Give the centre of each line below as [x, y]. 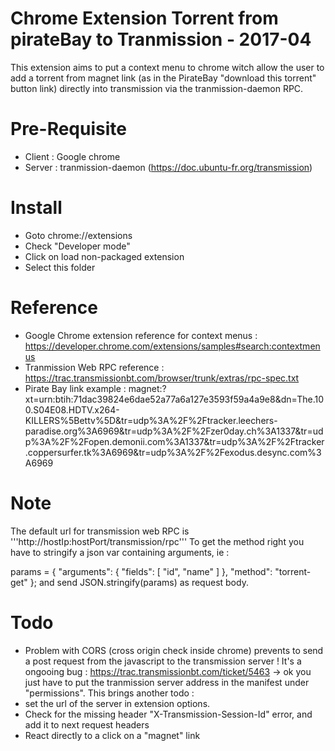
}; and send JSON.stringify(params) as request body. [139, 582]
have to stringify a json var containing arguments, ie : [120, 552]
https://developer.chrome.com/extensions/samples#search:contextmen [172, 346]
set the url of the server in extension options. [117, 703]
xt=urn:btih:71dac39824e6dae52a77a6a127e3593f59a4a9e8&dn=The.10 [174, 399]
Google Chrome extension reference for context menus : [141, 335]
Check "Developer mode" [77, 246]
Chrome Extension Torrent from [144, 18]
